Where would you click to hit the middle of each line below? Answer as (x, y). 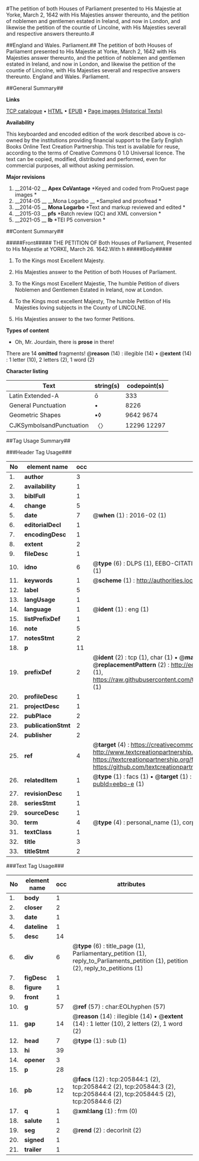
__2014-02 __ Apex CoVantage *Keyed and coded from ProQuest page (102, 188)
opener (35, 1060)
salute (33, 1120)
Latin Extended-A (34, 396)
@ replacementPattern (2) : (131, 665)
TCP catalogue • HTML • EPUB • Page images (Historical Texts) (84, 111)
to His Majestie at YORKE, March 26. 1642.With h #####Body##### (89, 249)
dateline (36, 927)
